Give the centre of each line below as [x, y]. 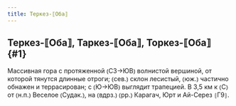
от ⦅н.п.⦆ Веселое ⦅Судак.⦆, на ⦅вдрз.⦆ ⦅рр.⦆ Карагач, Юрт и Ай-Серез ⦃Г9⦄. [118, 95]
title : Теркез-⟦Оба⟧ [38, 14]
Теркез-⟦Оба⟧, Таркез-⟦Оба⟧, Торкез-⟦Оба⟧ [109, 43]
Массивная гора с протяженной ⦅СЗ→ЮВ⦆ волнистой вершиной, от [109, 71]
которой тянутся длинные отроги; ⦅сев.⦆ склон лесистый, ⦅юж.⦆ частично [118, 79]
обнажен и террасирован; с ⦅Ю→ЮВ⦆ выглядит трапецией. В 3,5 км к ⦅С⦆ [118, 87]
